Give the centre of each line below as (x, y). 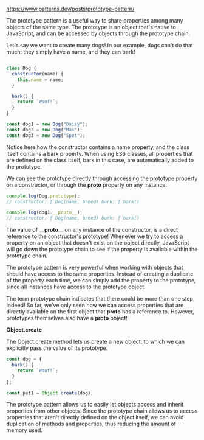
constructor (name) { (38, 74)
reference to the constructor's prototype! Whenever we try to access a (95, 236)
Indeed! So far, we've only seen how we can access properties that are (95, 305)
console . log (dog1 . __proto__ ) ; (45, 212)
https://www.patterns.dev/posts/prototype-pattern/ (70, 9)
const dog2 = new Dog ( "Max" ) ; (45, 130)
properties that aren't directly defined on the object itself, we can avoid (95, 417)
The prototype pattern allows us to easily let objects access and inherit (95, 405)
